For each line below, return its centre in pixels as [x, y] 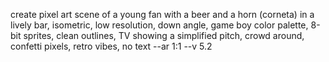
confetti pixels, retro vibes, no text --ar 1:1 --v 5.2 [111, 46]
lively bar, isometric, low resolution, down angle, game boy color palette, [159, 25]
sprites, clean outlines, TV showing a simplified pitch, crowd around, [164, 35]
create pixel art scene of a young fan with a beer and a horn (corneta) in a [162, 14]
